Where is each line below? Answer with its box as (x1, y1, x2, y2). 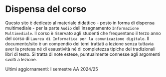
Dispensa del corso (5, 3, 87, 15)
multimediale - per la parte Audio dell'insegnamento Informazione (5, 25, 139, 31)
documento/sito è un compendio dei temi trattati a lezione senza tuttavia (5, 40, 154, 46)
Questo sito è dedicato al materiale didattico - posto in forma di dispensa (5, 20, 155, 26)
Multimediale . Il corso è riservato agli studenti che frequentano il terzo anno (5, 30, 161, 36)
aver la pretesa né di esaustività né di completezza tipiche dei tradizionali (5, 46, 156, 52)
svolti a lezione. (5, 56, 37, 62)
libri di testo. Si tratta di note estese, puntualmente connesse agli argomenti (5, 51, 161, 57)
